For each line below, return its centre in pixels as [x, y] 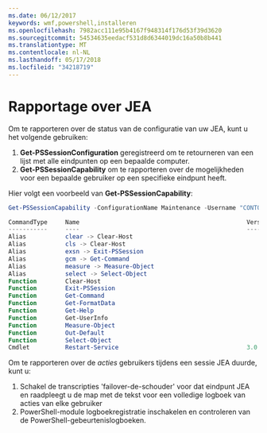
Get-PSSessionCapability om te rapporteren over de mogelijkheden [132, 169]
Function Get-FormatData [62, 303]
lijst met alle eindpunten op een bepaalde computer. [105, 160]
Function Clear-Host [55, 281]
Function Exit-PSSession [62, 288]
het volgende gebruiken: [48, 137]
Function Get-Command [56, 296]
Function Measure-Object [62, 325]
